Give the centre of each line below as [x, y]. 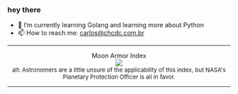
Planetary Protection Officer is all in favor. [119, 77]
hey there [24, 10]
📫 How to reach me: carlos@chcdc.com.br [81, 33]
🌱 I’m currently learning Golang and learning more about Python [110, 25]
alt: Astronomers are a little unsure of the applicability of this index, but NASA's [119, 70]
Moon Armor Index [119, 56]
